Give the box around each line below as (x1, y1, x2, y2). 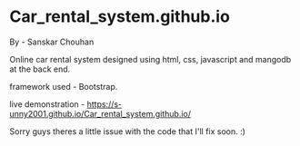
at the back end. (9, 63, 71, 74)
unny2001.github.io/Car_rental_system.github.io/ (9, 108, 192, 119)
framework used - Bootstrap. (9, 81, 118, 92)
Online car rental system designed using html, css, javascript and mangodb (9, 54, 292, 64)
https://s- (86, 98, 123, 110)
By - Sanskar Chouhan (9, 36, 95, 47)
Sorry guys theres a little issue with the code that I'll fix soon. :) (9, 125, 245, 137)
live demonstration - (9, 98, 85, 110)
